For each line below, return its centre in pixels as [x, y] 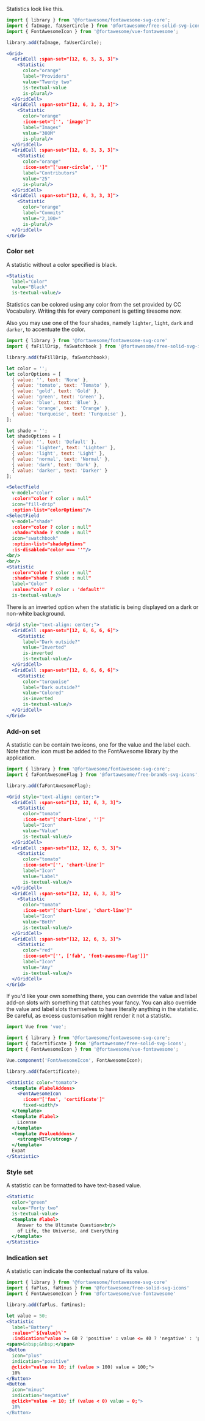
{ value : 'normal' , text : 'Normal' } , [61, 459]
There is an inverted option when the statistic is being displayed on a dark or [103, 607]
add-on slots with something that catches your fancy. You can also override [101, 1002]
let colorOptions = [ [34, 374]
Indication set [27, 1258]
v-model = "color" [32, 493]
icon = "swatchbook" [35, 539]
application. [21, 758]
